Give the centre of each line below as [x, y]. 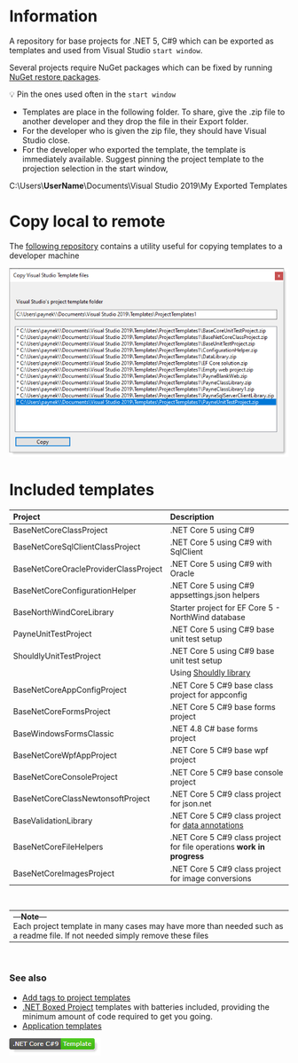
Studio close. [46, 140]
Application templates [62, 1026]
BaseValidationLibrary [53, 820]
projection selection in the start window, [95, 168]
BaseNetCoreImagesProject [64, 873]
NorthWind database [208, 617]
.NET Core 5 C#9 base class [221, 685]
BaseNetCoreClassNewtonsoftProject [82, 799]
